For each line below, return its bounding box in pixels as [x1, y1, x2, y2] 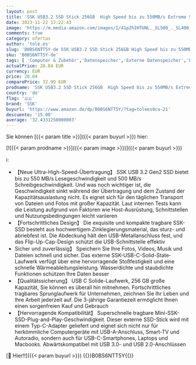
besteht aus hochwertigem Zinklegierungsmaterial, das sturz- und [26, 226, 185, 233]
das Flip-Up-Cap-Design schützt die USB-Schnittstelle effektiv [14, 238, 165, 245]
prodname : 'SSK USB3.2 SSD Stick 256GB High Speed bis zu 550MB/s [6, 85, 174, 91]
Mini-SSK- [155, 310, 180, 317]
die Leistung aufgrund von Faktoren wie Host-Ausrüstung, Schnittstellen [14, 206, 188, 213]
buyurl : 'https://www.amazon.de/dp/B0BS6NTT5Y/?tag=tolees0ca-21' [6, 106, 171, 112]
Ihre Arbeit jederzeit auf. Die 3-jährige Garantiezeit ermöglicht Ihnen [14, 296, 178, 304]
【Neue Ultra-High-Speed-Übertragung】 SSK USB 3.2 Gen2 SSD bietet [14, 169, 189, 176]
